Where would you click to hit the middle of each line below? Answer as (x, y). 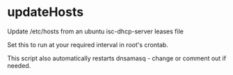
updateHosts (46, 12)
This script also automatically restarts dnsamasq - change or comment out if (117, 58)
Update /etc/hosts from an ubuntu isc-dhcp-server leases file (96, 31)
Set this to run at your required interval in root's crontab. (88, 44)
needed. (19, 65)
